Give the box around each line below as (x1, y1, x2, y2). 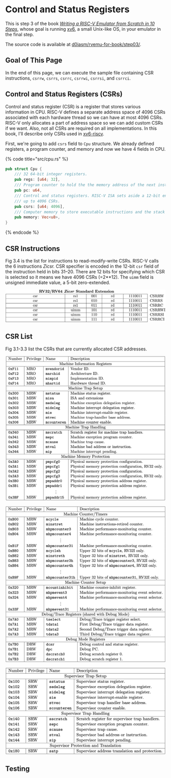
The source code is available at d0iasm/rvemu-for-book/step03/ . (5, 41, 141, 47)
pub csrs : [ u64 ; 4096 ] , (14, 204, 65, 209)
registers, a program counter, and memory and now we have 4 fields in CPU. (5, 146, 166, 152)
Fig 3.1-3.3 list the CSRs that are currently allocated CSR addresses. (5, 346, 148, 352)
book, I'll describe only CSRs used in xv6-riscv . (5, 130, 104, 136)
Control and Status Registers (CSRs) (5, 90, 123, 99)
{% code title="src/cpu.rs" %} (5, 156, 69, 162)
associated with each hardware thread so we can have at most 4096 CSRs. (5, 114, 163, 121)
